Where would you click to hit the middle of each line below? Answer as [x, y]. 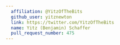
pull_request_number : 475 [43, 33]
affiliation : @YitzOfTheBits [47, 11]
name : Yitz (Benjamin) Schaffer [51, 28]
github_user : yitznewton [41, 17]
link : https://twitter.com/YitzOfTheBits [63, 22]
